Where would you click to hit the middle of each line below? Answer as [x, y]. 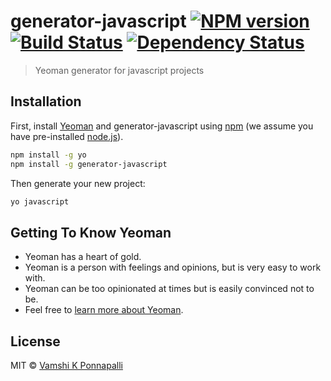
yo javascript [40, 201]
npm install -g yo [48, 155]
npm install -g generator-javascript [89, 164]
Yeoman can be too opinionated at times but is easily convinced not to [169, 289]
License [35, 341]
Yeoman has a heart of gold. [83, 257]
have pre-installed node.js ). [67, 136]
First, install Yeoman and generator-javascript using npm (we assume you [162, 126]
